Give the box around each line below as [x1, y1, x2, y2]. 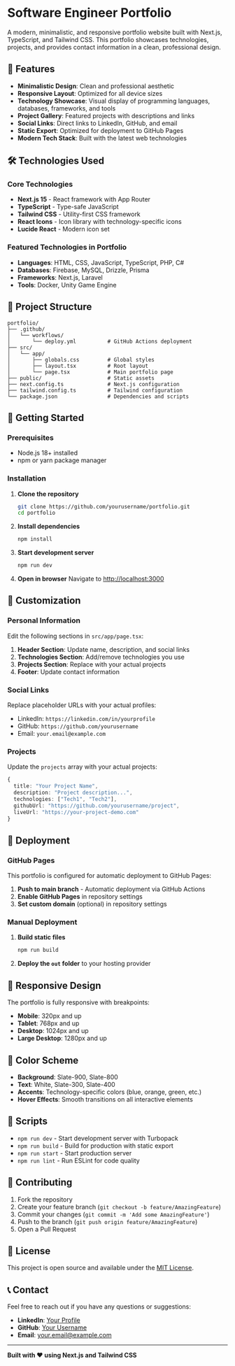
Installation [7, 474, 47, 483]
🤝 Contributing [7, 1176, 73, 1188]
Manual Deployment [7, 918, 78, 927]
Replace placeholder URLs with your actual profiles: [7, 701, 157, 709]
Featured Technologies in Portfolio [7, 243, 127, 252]
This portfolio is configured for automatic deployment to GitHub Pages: [7, 871, 212, 880]
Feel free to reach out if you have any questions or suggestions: [7, 1302, 191, 1311]
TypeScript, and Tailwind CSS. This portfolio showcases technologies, [7, 35, 209, 43]
